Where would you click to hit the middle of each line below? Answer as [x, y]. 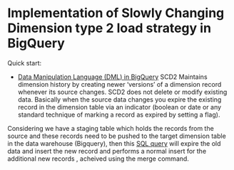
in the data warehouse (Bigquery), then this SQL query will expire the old [114, 143]
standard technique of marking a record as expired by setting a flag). [119, 115]
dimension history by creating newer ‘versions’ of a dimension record [119, 84]
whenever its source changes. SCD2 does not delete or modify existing [122, 92]
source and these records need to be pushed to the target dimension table [117, 136]
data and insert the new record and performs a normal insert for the [107, 151]
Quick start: [24, 63]
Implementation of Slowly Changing [116, 13]
